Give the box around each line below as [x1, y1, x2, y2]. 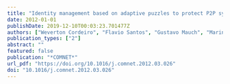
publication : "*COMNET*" [7, 54, 78, 61]
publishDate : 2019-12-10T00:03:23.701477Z [7, 22, 130, 29]
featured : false [7, 48, 53, 55]
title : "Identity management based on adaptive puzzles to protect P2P [7, 9, 216, 17]
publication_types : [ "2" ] [7, 35, 81, 42]
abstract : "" [7, 41, 44, 48]
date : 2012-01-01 [7, 16, 57, 23]
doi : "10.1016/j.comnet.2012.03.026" [7, 66, 115, 73]
